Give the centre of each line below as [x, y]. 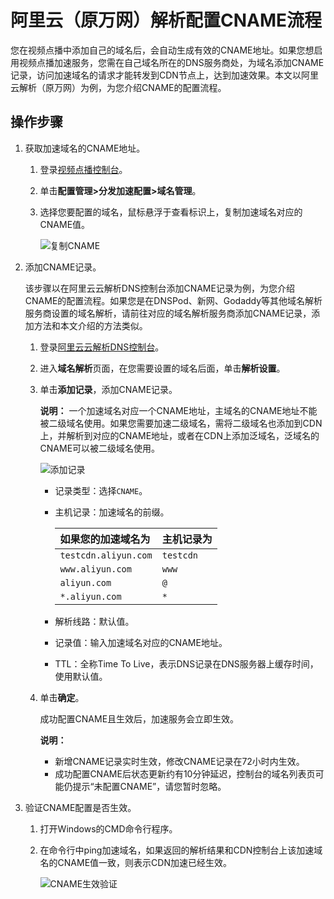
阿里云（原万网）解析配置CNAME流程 [166, 20]
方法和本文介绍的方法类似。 [90, 325]
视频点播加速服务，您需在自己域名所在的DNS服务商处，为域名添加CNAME [171, 62]
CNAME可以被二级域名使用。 [100, 448]
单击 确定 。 [62, 697]
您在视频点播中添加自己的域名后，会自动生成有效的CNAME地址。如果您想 [162, 50]
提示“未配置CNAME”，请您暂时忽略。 [149, 786]
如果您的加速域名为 [105, 539]
